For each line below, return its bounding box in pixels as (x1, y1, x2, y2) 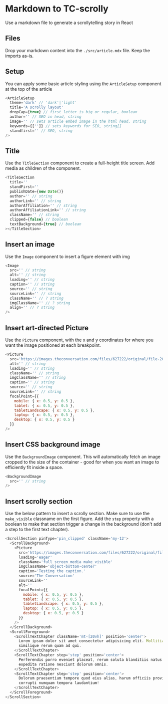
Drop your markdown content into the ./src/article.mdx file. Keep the (5, 47, 150, 53)
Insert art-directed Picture (5, 324, 89, 332)
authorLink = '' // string (9, 198, 61, 203)
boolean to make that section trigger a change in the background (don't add (5, 521, 161, 527)
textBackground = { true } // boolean (9, 221, 81, 226)
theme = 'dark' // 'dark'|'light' (9, 100, 77, 105)
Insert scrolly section (5, 497, 73, 506)
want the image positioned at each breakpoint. (5, 342, 101, 348)
